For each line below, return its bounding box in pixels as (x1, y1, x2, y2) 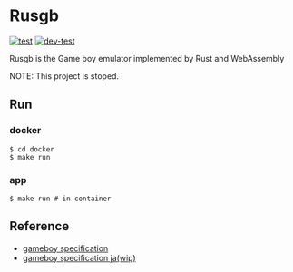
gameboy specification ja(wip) (22, 252, 136, 263)
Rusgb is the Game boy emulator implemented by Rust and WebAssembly (9, 53, 285, 63)
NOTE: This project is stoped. (9, 70, 120, 82)
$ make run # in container (9, 194, 112, 203)
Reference (9, 219, 70, 234)
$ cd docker (9, 144, 54, 154)
